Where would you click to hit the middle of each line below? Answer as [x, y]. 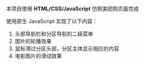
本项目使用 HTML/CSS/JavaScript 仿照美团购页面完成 [72, 9]
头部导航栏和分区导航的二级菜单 [54, 34]
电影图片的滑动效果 [38, 56]
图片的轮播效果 [33, 41]
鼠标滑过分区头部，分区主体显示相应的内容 [67, 48]
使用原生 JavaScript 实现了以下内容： [52, 21]
